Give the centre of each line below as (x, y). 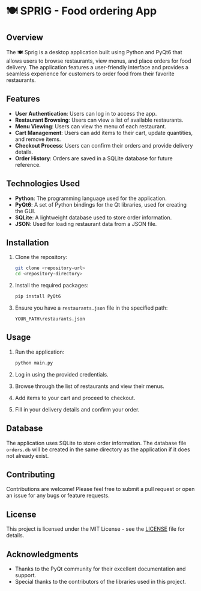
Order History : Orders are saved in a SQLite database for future (94, 158)
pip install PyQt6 (38, 296)
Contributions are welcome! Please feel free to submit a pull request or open (100, 489)
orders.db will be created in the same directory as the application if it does (98, 449)
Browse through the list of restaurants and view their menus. (90, 386)
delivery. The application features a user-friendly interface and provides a (97, 67)
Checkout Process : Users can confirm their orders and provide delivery (104, 145)
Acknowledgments (43, 554)
